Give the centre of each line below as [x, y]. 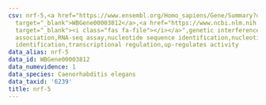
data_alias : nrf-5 [38, 52]
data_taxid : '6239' [40, 81]
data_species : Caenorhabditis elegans [72, 74]
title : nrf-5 [30, 89]
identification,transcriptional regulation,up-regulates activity [127, 45]
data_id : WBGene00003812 [49, 60]
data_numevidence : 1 [42, 67]
